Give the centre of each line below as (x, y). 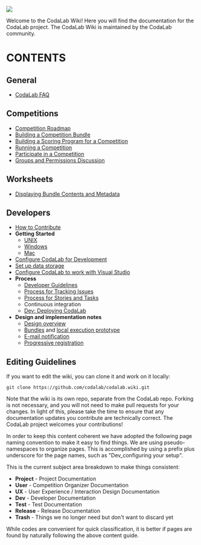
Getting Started (35, 234)
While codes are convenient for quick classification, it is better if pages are (99, 529)
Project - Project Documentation (56, 479)
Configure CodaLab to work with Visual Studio (72, 272)
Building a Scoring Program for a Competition (72, 141)
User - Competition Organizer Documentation (72, 485)
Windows (36, 247)
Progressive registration (54, 343)
